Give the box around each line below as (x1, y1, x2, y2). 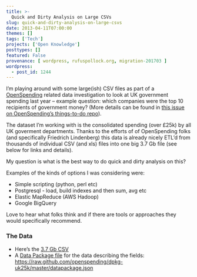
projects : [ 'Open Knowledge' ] (6, 42, 81, 48)
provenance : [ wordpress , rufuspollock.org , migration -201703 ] (6, 58, 167, 64)
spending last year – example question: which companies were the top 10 (6, 98, 183, 105)
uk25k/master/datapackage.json (14, 264, 94, 271)
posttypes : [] (6, 47, 41, 53)
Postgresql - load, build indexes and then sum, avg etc (14, 187, 147, 194)
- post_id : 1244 (11, 69, 51, 75)
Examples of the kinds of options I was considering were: (6, 169, 145, 177)
